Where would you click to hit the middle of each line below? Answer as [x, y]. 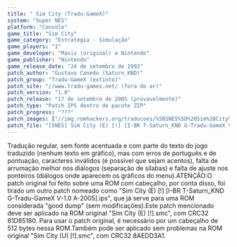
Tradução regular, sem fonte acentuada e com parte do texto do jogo [108, 145]
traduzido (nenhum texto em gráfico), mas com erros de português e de [112, 153]
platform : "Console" [38, 27]
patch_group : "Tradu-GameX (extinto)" [64, 79]
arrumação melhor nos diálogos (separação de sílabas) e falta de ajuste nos [118, 168]
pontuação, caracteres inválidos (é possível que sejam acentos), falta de [113, 160]
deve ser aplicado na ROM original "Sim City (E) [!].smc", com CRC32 [108, 213]
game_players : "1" [34, 47]
